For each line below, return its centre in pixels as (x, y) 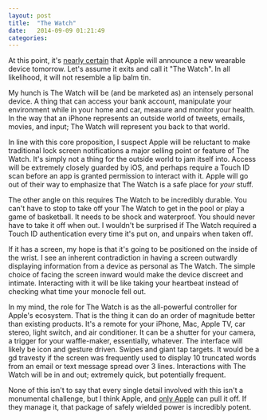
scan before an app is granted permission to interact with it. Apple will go (128, 176)
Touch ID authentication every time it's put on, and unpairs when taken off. (131, 234)
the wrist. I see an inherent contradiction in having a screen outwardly (123, 258)
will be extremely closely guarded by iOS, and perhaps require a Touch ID (129, 167)
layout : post (30, 16)
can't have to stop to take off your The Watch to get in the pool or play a (126, 209)
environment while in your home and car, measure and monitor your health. (132, 110)
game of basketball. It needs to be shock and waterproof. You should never (132, 217)
